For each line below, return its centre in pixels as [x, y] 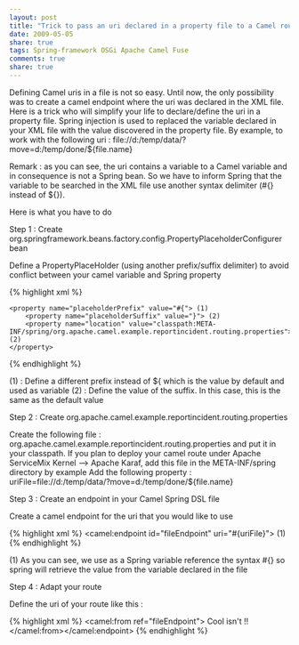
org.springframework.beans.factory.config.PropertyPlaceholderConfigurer [146, 238]
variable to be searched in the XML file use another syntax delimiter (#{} [141, 185]
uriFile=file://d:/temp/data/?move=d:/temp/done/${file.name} [121, 481]
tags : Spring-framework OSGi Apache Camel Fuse [99, 51]
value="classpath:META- [173, 324]
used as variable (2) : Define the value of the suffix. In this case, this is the [145, 390]
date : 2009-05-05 [41, 34]
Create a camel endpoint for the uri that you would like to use [121, 516]
